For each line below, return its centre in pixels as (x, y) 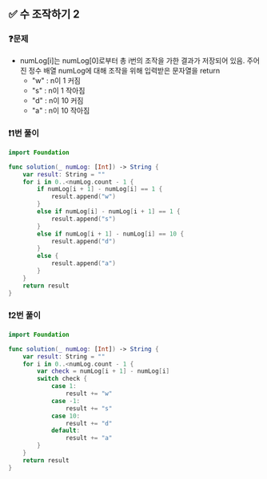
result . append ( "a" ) (83, 263)
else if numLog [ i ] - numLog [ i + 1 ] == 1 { (109, 212)
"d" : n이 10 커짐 (58, 100)
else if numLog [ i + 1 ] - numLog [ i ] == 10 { (111, 234)
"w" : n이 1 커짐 (56, 80)
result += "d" (89, 423)
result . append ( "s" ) (83, 219)
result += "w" (89, 394)
